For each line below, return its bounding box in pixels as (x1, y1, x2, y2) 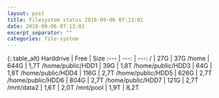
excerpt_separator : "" (7, 29, 73, 36)
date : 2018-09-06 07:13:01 (7, 23, 85, 29)
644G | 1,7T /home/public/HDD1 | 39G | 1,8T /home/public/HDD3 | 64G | (7, 62, 212, 70)
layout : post (7, 10, 45, 17)
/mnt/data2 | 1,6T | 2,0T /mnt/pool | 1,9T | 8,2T (7, 84, 140, 92)
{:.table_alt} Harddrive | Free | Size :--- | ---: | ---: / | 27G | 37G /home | (7, 54, 210, 62)
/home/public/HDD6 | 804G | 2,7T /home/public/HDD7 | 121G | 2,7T (7, 76, 199, 84)
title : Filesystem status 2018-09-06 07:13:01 (7, 16, 144, 23)
